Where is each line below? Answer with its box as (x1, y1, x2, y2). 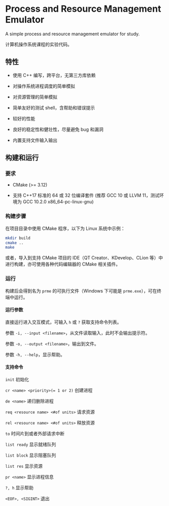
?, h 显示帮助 (5, 485, 34, 491)
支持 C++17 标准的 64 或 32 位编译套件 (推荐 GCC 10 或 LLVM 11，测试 (12, 192, 160, 199)
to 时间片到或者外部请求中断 (5, 431, 65, 437)
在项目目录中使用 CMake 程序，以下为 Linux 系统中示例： (5, 225, 125, 231)
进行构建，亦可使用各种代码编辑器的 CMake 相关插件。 (5, 261, 121, 268)
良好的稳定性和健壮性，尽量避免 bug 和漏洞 (12, 126, 104, 132)
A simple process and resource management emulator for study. (5, 31, 140, 37)
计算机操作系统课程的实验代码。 (5, 41, 72, 47)
